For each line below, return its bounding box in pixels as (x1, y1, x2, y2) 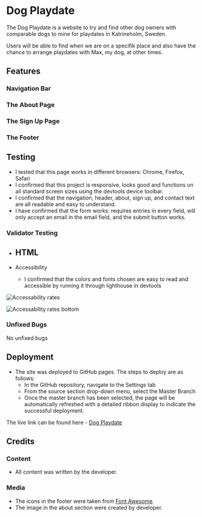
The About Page (6, 101, 55, 109)
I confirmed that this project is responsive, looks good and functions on (15, 181, 194, 189)
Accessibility (15, 263, 47, 271)
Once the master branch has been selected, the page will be (24, 394, 175, 401)
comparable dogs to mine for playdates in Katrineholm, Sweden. (6, 30, 167, 37)
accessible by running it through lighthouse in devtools (24, 282, 162, 289)
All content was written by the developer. (15, 468, 118, 476)
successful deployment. (24, 407, 84, 414)
